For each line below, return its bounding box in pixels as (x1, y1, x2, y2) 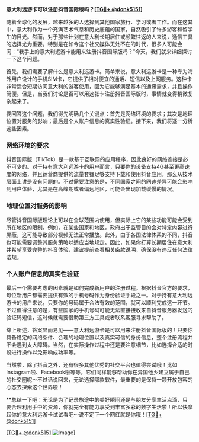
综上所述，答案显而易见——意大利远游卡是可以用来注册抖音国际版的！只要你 (6, 326, 193, 334)
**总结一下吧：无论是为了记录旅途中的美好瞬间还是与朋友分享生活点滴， (6, 396, 183, 403)
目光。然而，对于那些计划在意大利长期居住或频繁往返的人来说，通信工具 (16, 33, 193, 40)
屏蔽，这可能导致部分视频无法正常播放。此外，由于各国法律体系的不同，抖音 (6, 231, 193, 238)
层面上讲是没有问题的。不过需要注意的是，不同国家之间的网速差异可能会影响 (6, 178, 193, 185)
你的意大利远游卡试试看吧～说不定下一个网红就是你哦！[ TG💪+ (11, 411, 162, 418)
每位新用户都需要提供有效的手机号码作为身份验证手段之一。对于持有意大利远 (6, 292, 193, 299)
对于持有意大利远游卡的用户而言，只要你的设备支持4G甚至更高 (31, 163, 185, 171)
